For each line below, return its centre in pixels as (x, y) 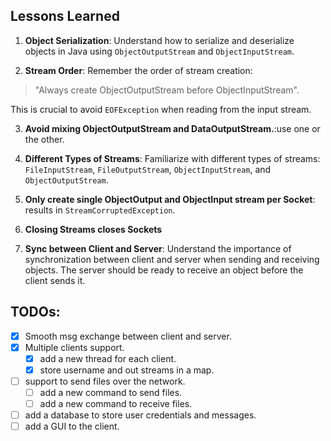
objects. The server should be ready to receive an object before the (164, 270)
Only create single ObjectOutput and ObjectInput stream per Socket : (170, 199)
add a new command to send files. (111, 392)
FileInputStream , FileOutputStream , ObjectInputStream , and (148, 169)
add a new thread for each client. (108, 358)
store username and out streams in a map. (127, 370)
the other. (44, 139)
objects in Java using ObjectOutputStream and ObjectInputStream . (159, 51)
